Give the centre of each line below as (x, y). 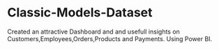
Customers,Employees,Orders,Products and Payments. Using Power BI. (110, 38)
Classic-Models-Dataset (80, 13)
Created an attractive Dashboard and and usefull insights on (93, 32)
